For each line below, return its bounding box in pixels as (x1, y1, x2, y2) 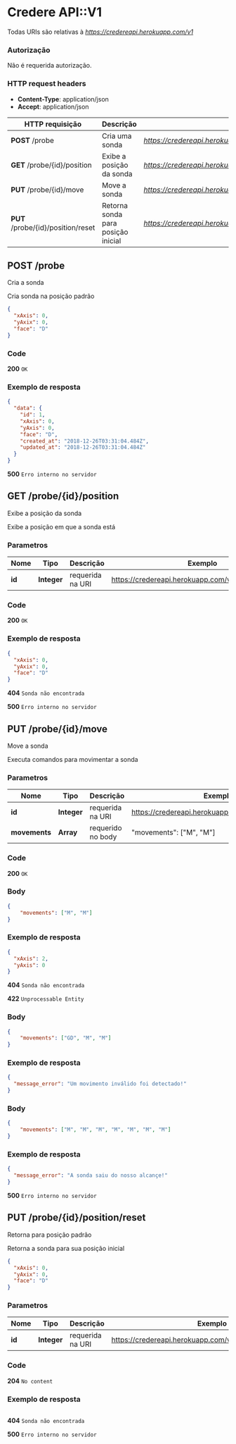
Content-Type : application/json (17, 94, 109, 103)
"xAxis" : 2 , (13, 955, 49, 962)
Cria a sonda (7, 278, 44, 287)
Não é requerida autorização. (7, 61, 93, 70)
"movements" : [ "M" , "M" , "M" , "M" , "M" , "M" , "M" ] (20, 1126, 171, 1133)
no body (89, 832, 117, 842)
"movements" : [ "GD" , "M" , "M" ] (20, 1035, 112, 1042)
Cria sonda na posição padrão (7, 292, 95, 300)
